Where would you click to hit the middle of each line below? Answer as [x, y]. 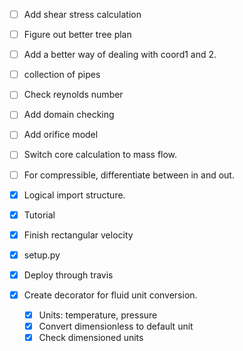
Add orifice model [61, 135]
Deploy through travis [68, 275]
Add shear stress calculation [82, 14]
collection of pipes [62, 75]
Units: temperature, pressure [98, 315]
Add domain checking [69, 115]
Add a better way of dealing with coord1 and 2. [120, 55]
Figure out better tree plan [77, 35]
